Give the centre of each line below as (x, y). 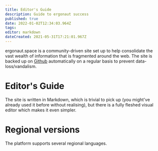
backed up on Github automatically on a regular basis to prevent (70, 61)
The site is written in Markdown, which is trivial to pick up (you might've (78, 99)
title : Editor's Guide (28, 10)
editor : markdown (23, 32)
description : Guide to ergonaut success (47, 14)
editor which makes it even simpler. (41, 110)
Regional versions (42, 129)
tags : (11, 28)
